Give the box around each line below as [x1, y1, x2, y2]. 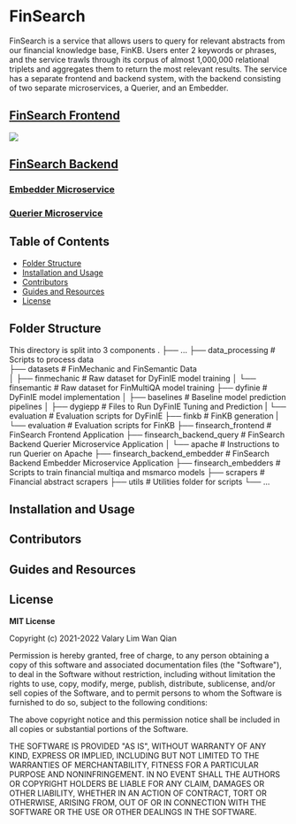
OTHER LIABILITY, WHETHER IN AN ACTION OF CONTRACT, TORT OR [9, 788, 267, 798]
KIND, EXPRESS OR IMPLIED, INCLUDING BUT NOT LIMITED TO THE [9, 750, 260, 760]
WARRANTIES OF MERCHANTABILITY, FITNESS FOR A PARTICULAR [9, 759, 259, 770]
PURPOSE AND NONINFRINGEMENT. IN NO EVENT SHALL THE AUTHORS [9, 768, 281, 780]
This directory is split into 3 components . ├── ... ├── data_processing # [9, 344, 276, 355]
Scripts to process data [9, 354, 95, 365]
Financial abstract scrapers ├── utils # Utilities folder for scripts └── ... [9, 476, 270, 487]
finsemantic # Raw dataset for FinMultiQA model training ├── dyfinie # [9, 382, 268, 393]
